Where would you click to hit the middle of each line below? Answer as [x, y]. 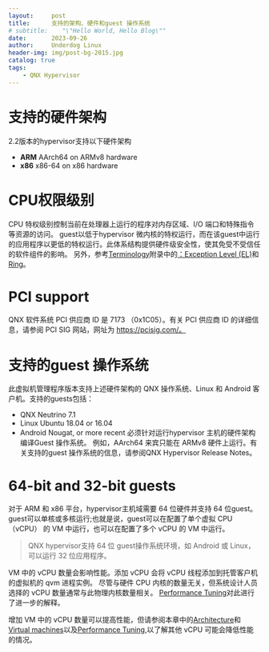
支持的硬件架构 [58, 117]
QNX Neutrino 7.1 [48, 415]
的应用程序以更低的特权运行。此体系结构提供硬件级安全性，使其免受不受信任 [134, 244]
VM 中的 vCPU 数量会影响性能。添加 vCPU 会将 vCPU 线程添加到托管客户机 [133, 573]
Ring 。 [19, 264]
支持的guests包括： [62, 399]
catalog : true [32, 61]
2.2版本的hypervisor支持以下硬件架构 [70, 141]
